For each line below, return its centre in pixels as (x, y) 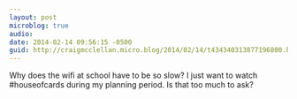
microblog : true (39, 26)
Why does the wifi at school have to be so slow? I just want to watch (133, 75)
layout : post (33, 17)
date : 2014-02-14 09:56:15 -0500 (71, 42)
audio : (21, 34)
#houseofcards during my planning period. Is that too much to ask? (131, 85)
